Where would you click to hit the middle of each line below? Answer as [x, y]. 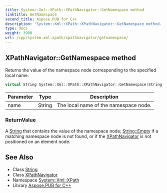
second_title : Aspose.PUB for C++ [41, 19]
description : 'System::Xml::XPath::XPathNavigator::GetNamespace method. [84, 24]
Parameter [20, 96]
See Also [19, 157]
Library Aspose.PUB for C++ [42, 185]
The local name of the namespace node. [104, 105]
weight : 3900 [19, 33]
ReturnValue [20, 120]
